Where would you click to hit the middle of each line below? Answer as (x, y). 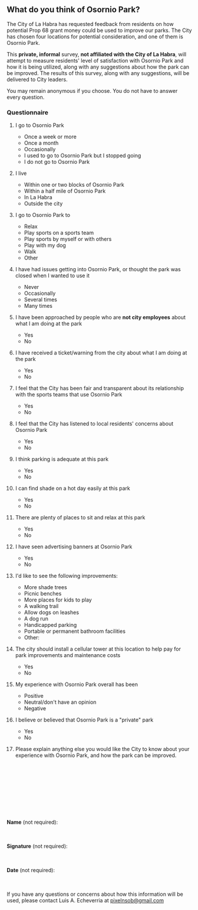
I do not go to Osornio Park (57, 162)
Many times (38, 306)
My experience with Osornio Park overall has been (76, 684)
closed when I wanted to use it (52, 276)
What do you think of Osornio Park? (73, 10)
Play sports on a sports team (59, 233)
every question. (26, 97)
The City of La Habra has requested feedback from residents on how (90, 24)
